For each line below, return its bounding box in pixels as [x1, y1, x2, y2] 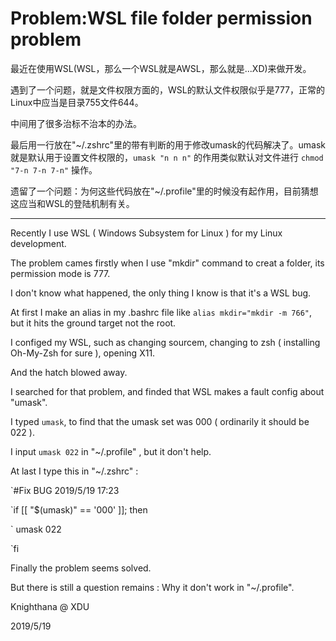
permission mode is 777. [10, 267, 111, 279]
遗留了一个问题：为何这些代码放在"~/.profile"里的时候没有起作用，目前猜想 [10, 185, 319, 197]
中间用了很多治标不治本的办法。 [10, 117, 142, 129]
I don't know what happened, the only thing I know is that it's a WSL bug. [10, 287, 312, 299]
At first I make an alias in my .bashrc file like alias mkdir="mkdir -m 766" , [10, 306, 313, 318]
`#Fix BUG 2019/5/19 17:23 [10, 484, 120, 496]
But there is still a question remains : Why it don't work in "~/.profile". [10, 581, 295, 593]
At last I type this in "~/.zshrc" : [10, 465, 139, 477]
